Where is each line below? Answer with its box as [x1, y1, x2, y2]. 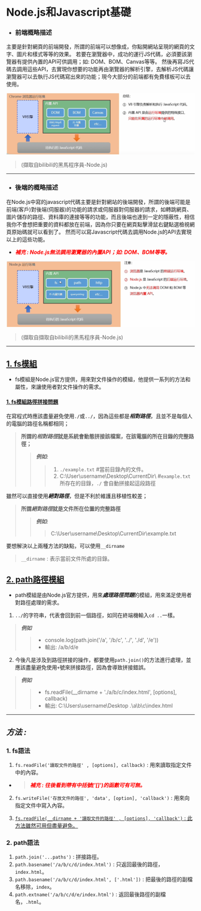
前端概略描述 [14, 28, 52, 37]
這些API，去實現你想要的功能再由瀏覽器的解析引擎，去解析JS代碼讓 [26, 65, 194, 73]
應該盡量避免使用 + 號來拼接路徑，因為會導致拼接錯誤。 [14, 664, 149, 671]
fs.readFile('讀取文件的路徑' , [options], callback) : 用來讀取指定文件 [14, 761, 192, 768]
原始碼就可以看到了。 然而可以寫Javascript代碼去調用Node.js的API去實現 [11, 228, 192, 235]
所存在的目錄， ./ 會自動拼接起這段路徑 [59, 480, 156, 487]
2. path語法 [6, 838, 40, 847]
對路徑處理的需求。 [14, 599, 63, 606]
